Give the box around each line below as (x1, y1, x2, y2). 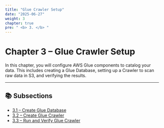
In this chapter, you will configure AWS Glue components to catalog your (5, 62, 151, 68)
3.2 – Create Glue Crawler (12, 112, 64, 118)
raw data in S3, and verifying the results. (5, 73, 87, 78)
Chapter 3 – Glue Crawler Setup (5, 46, 135, 57)
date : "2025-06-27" (5, 12, 45, 17)
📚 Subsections (5, 92, 53, 100)
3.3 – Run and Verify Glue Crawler (12, 117, 81, 123)
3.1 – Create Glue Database (12, 107, 67, 113)
